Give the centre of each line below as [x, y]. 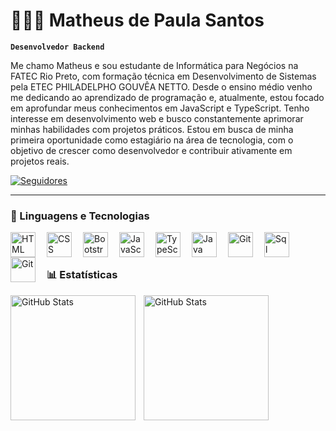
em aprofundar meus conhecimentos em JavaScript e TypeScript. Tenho [160, 108]
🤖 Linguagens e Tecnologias [80, 216]
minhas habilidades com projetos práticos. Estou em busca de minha [152, 129]
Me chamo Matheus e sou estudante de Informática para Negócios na [154, 65]
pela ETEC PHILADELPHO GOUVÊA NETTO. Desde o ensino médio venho [161, 86]
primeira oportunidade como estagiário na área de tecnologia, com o [152, 140]
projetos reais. [40, 161]
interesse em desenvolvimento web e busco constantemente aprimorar [157, 118]
